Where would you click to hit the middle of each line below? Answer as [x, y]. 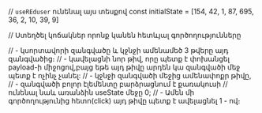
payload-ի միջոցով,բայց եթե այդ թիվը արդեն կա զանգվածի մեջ [124, 67]
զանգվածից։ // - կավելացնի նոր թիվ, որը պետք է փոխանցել [119, 59]
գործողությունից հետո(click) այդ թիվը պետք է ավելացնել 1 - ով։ [124, 101]
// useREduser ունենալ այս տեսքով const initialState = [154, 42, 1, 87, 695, [131, 11]
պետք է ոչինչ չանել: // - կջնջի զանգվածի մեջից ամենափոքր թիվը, [130, 75]
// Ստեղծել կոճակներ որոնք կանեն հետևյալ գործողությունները [125, 35]
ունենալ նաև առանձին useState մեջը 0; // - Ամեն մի [101, 92]
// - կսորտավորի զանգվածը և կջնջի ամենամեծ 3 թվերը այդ [118, 50]
